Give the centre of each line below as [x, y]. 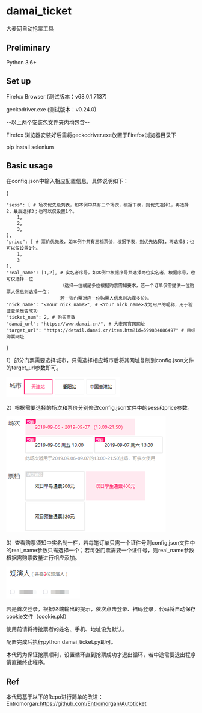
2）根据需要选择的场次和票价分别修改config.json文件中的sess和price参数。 [99, 408]
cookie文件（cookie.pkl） [38, 616]
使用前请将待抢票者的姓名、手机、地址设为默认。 [67, 629]
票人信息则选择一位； [29, 292]
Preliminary [29, 48]
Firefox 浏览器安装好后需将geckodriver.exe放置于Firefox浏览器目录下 [91, 135]
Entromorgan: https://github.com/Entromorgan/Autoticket [76, 704]
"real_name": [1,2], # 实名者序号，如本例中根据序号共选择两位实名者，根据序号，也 [101, 273]
